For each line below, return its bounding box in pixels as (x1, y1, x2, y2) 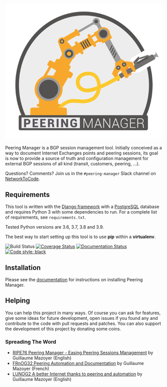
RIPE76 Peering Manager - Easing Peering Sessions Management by (12, 350, 154, 356)
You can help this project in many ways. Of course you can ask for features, (5, 310, 161, 316)
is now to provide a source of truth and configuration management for (5, 155, 149, 161)
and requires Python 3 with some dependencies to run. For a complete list (5, 209, 157, 215)
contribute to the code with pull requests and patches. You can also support (5, 320, 161, 326)
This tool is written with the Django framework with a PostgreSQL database (5, 204, 160, 210)
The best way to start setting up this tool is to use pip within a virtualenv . (5, 234, 156, 240)
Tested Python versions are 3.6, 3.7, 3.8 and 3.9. (5, 224, 104, 230)
